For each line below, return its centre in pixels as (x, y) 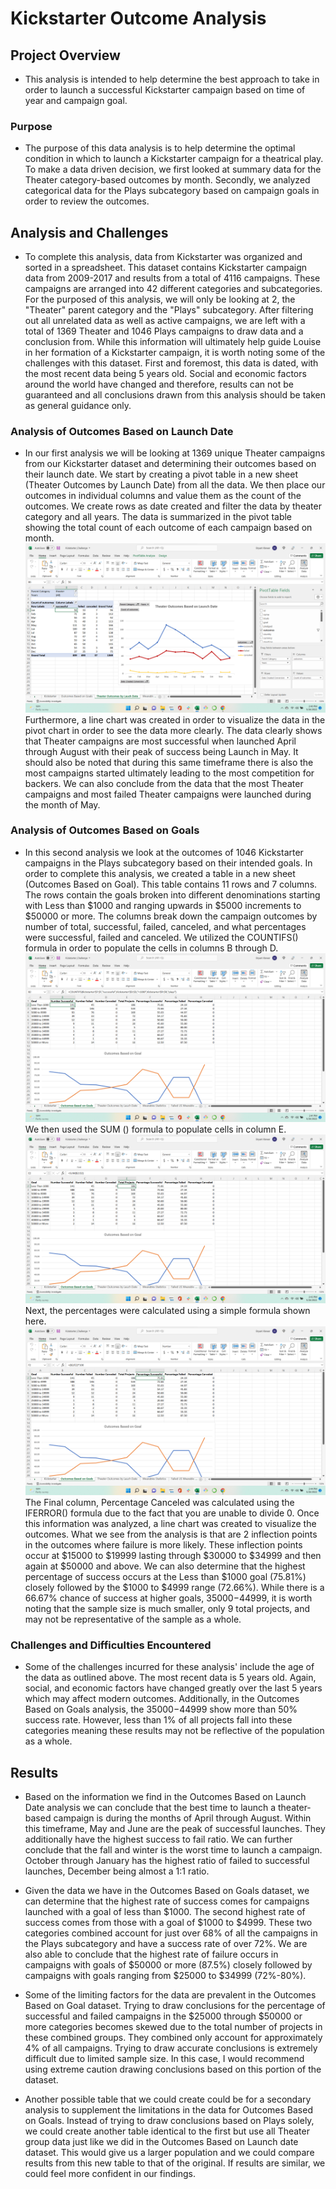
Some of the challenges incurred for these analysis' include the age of (169, 1667)
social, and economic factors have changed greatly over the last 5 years (173, 1688)
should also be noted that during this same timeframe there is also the (169, 762)
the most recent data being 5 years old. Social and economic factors (165, 374)
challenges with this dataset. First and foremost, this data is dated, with (171, 363)
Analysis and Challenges (89, 232)
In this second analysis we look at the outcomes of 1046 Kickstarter (164, 852)
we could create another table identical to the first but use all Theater (167, 2131)
